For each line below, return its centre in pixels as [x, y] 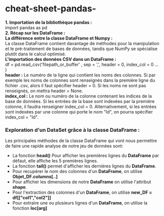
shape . [20, 187]
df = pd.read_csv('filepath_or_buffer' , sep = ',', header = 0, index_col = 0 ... [82, 64]
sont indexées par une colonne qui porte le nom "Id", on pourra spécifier [79, 111]
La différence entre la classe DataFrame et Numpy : [59, 38]
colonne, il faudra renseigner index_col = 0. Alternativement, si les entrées [81, 107]
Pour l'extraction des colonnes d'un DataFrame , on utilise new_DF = [82, 192]
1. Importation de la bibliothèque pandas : [49, 22]
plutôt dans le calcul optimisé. [36, 54]
